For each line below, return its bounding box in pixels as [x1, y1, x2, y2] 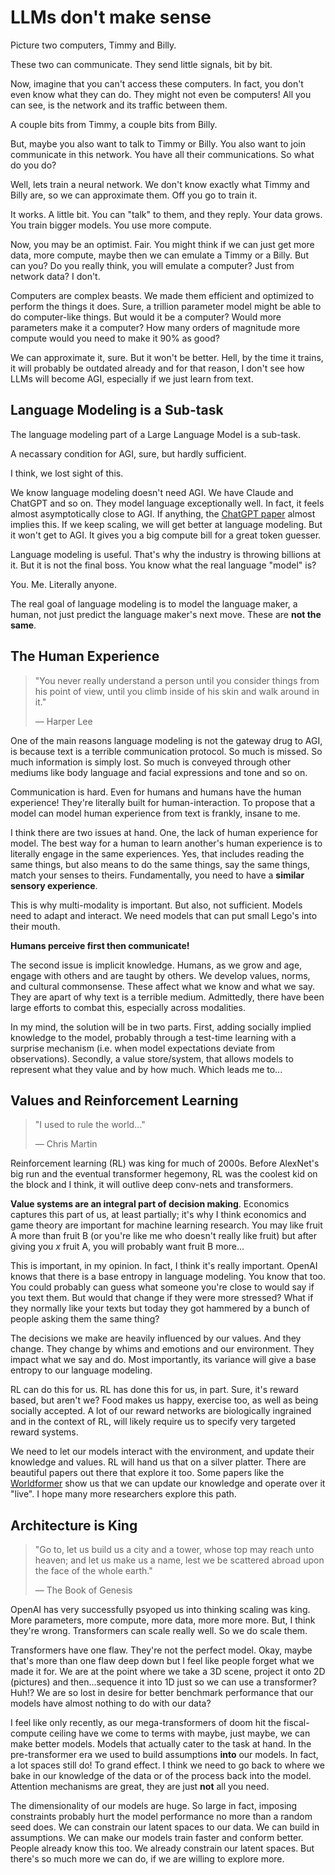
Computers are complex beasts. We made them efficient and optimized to [10, 289, 315, 301]
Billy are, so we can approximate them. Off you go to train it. [10, 189, 258, 201]
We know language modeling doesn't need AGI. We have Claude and [10, 486, 294, 498]
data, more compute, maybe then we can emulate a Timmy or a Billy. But [10, 249, 309, 261]
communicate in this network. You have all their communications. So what [10, 148, 315, 160]
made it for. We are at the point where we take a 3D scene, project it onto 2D [10, 1666, 326, 1678]
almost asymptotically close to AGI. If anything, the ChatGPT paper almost [10, 507, 316, 520]
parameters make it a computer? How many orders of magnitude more [10, 321, 301, 333]
